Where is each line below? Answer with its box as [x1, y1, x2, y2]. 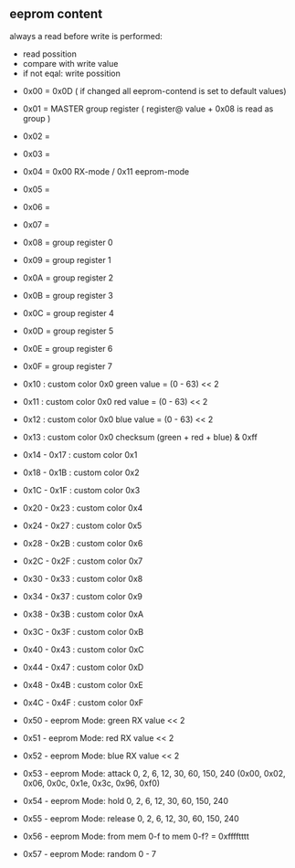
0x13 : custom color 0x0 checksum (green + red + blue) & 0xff [22, 431, 258, 442]
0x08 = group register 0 [22, 237, 113, 248]
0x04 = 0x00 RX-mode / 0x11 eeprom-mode [22, 165, 190, 176]
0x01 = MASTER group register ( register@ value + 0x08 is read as [22, 103, 274, 114]
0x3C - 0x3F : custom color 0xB [22, 626, 144, 637]
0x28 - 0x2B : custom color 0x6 [22, 537, 143, 548]
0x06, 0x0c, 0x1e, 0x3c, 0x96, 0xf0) [22, 778, 161, 789]
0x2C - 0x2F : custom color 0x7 [22, 556, 143, 566]
